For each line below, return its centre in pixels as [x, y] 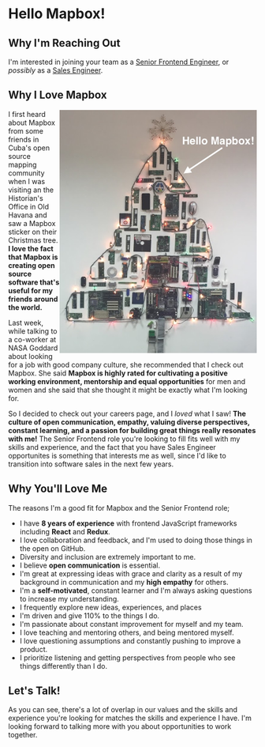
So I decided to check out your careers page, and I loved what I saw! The [127, 413]
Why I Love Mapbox [58, 95]
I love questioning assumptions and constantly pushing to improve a [130, 640]
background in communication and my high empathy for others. [124, 582]
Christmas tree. [33, 240]
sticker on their [33, 232]
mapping [22, 164]
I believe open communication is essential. [90, 565]
